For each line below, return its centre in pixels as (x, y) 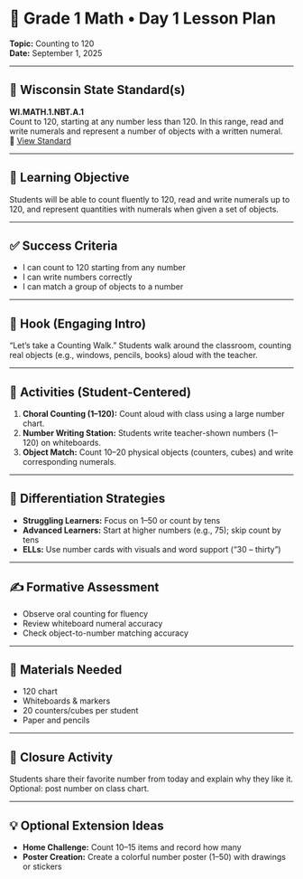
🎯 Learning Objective (69, 178)
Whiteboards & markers (66, 701)
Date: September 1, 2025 (56, 52)
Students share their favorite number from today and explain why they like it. (151, 779)
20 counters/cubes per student (80, 711)
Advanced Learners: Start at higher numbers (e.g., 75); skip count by (151, 530)
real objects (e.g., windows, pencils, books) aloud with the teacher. (134, 355)
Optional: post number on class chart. (79, 789)
